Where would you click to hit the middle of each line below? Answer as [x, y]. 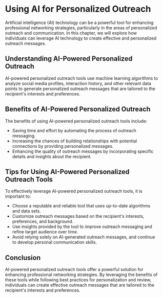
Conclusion [23, 258]
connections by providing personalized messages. [63, 146]
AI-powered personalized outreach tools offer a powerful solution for [74, 270]
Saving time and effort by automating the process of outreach [74, 130]
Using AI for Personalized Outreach [78, 9]
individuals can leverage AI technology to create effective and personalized [81, 38]
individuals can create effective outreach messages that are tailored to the [80, 285]
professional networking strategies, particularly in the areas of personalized [81, 27]
